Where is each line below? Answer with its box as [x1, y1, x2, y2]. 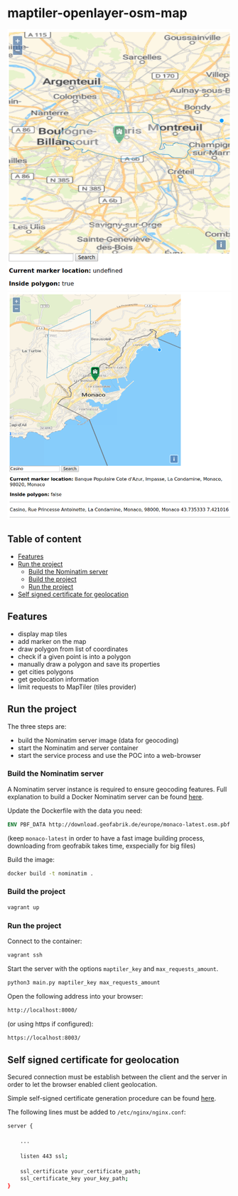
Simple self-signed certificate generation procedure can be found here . [7, 1094, 217, 1103]
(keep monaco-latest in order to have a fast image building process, [7, 833, 205, 842]
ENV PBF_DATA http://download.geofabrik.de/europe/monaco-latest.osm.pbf [7, 821, 231, 828]
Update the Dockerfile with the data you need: [7, 806, 143, 815]
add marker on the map [17, 637, 87, 645]
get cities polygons [17, 667, 74, 676]
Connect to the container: [7, 937, 82, 945]
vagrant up [7, 903, 40, 911]
